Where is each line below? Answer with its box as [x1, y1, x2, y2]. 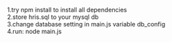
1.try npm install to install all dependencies [7, 6, 127, 14]
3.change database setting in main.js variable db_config [7, 20, 166, 28]
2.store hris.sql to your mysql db [7, 13, 99, 21]
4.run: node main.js [7, 27, 62, 35]
